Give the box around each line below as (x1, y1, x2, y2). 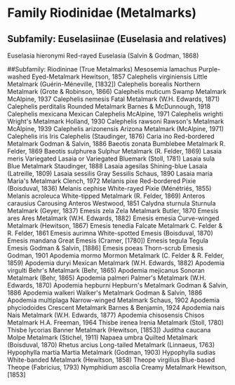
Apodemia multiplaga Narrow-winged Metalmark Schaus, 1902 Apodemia (7, 296, 220, 304)
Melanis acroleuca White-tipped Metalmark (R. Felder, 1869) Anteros (7, 191, 206, 200)
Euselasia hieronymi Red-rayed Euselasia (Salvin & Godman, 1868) (7, 51, 199, 60)
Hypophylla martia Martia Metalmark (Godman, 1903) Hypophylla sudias (7, 349, 216, 356)
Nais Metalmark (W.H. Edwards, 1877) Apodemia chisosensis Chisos (7, 311, 205, 319)
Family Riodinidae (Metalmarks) (7, 5, 197, 21)
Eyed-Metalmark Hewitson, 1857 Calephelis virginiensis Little (31, 72, 208, 81)
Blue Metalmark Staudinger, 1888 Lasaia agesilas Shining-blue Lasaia (7, 162, 208, 170)
